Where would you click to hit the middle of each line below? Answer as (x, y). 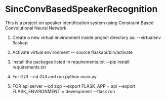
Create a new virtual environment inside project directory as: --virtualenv (86, 37)
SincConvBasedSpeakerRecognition (82, 9)
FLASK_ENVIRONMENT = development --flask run (63, 91)
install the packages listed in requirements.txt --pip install (71, 62)
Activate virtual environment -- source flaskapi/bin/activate (72, 52)
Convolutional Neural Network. (36, 28)
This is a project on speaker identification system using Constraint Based (80, 23)
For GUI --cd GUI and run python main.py (54, 76)
